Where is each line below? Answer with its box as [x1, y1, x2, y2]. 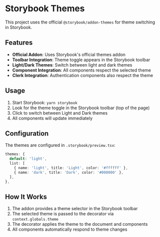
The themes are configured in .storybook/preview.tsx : [5, 142, 116, 148]
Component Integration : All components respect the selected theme [12, 67, 151, 73]
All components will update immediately [12, 115, 93, 121]
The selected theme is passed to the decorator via [12, 211, 114, 217]
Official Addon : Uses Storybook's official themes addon [12, 51, 126, 57]
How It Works [5, 192, 47, 201]
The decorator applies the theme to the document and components [12, 221, 148, 227]
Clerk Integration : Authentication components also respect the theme [12, 72, 153, 78]
